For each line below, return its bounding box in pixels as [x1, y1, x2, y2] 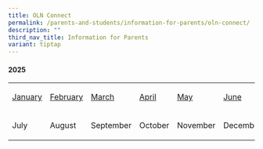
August [49, 120, 77, 131]
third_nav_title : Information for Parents [8, 33, 149, 42]
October [139, 120, 170, 131]
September [90, 120, 131, 131]
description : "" [8, 26, 61, 34]
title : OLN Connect [8, 11, 72, 20]
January [12, 92, 43, 103]
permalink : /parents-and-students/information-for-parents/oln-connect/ [8, 19, 250, 27]
